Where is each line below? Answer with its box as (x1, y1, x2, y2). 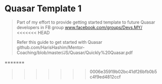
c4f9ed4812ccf (90, 74, 121, 80)
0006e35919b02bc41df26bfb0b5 (90, 68, 157, 74)
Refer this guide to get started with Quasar (16, 39, 102, 45)
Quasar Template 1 (4, 3, 82, 14)
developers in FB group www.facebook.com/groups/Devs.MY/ (16, 24, 142, 30)
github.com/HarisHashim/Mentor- (16, 44, 85, 50)
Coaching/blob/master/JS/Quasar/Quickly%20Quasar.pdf (16, 50, 133, 56)
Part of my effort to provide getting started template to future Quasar (16, 19, 155, 25)
